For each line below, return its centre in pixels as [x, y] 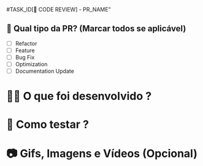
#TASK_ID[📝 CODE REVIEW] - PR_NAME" [59, 9]
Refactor [26, 43]
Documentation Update [45, 71]
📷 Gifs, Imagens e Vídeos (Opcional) [102, 153]
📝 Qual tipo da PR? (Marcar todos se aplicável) [96, 28]
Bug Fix [25, 57]
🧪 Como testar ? [48, 124]
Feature [25, 50]
